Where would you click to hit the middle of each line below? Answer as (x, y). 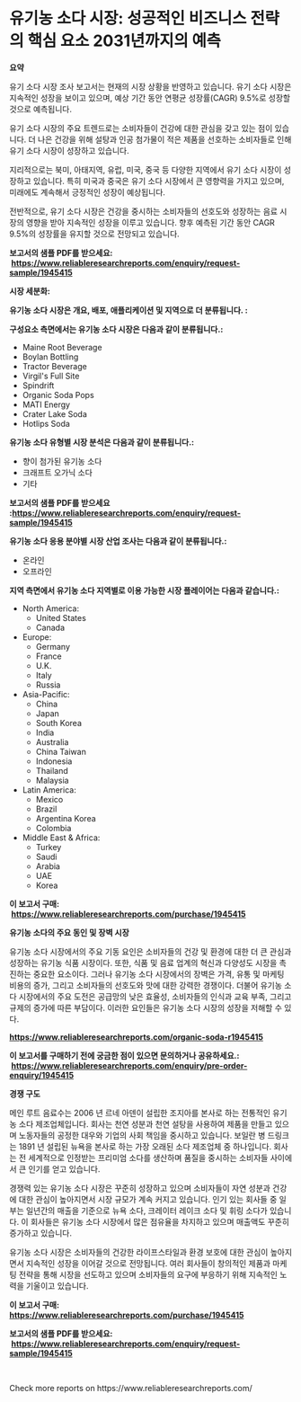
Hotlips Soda (46, 423)
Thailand (52, 770)
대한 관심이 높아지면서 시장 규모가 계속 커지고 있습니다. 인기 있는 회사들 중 (148, 1199)
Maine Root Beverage (62, 347)
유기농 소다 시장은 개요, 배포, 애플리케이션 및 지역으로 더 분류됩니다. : (129, 310)
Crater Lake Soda (55, 413)
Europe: (37, 637)
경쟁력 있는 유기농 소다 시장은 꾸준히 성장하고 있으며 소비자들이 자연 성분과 (140, 1188)
